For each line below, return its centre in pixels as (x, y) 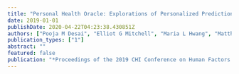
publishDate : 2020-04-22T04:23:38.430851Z (71, 27)
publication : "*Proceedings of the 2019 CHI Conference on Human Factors (119, 60)
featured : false (31, 54)
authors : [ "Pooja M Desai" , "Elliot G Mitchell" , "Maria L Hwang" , (110, 33)
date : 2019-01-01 (33, 20)
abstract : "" (27, 47)
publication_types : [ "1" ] (46, 40)
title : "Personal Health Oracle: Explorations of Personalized (103, 14)
